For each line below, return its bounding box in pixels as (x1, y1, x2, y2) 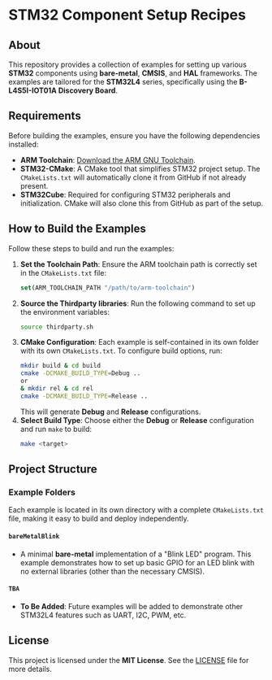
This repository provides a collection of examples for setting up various (8, 59, 248, 69)
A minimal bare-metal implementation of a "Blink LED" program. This (19, 549, 252, 559)
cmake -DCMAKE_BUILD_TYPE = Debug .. (19, 369, 141, 377)
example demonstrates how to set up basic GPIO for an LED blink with (19, 557, 255, 567)
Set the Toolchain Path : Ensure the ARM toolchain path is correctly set (19, 259, 257, 269)
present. (19, 181, 49, 190)
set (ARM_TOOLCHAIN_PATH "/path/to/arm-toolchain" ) (19, 283, 196, 292)
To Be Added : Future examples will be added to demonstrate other (19, 601, 244, 611)
